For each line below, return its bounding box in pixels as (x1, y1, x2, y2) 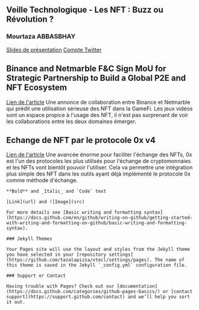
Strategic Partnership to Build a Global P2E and (6, 73, 186, 83)
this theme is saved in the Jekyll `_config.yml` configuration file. (6, 262, 188, 268)
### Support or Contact (6, 273, 66, 279)
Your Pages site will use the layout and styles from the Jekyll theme (6, 247, 190, 253)
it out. (6, 299, 26, 305)
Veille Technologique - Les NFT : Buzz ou (6, 5, 164, 15)
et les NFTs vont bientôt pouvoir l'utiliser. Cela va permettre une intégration (6, 164, 193, 171)
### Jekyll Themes (6, 236, 52, 242)
